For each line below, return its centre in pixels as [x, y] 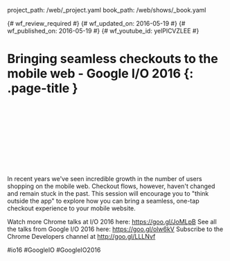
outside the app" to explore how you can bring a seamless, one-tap [103, 201]
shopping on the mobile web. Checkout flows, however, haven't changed [111, 186]
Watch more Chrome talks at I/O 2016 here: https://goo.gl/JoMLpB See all [112, 221]
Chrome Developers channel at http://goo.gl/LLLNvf [81, 236]
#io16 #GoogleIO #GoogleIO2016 [54, 250]
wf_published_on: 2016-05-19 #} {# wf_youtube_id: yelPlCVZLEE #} [103, 31]
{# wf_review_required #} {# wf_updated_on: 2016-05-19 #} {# [96, 23]
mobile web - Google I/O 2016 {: [100, 74]
